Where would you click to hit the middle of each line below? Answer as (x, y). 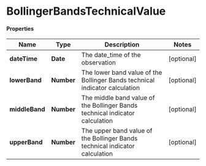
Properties (20, 28)
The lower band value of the (122, 73)
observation (99, 62)
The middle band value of (118, 98)
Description (122, 45)
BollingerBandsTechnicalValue (86, 11)
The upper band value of (117, 131)
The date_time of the (111, 55)
